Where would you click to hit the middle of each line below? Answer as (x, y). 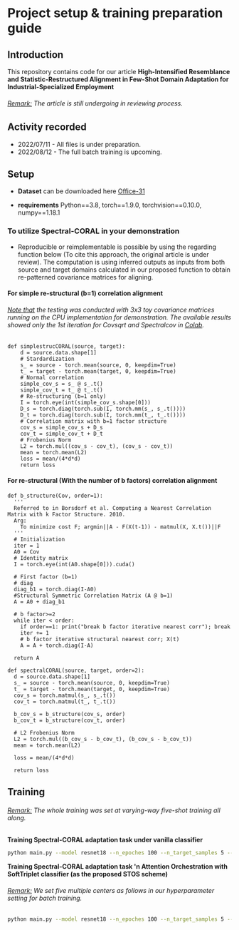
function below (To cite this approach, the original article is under (113, 254)
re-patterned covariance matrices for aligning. (85, 277)
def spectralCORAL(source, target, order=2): (76, 670)
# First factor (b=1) (46, 577)
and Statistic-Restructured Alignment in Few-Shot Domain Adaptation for (118, 79)
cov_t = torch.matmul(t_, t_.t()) (65, 701)
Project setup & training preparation (115, 13)
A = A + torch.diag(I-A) (57, 645)
